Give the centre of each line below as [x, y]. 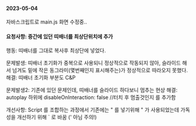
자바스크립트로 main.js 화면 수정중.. [47, 22]
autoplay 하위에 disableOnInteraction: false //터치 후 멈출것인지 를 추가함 [91, 97]
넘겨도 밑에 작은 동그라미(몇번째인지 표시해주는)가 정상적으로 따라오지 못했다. [100, 70]
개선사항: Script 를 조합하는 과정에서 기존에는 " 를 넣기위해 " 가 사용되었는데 [93, 110]
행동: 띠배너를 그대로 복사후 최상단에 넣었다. [56, 50]
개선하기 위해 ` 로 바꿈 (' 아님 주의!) [57, 117]
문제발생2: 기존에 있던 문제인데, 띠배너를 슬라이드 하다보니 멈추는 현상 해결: [92, 90]
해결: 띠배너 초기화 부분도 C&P [41, 78]
